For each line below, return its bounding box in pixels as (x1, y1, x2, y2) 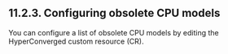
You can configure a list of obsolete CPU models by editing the (8, 27, 219, 37)
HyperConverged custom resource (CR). (8, 36, 144, 46)
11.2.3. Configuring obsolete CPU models (8, 6, 221, 20)
